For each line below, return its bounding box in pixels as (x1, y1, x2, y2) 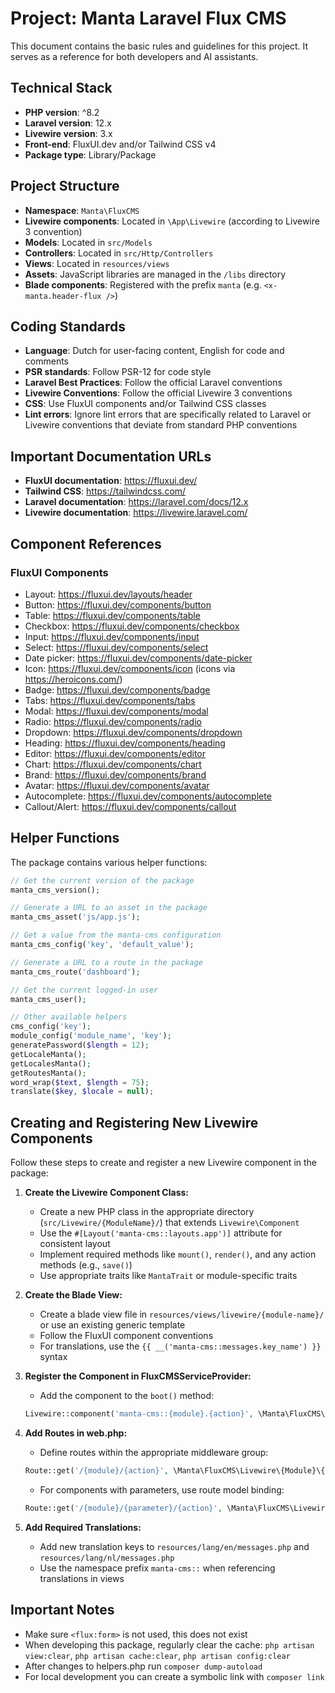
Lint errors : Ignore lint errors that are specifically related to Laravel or (24, 408, 312, 421)
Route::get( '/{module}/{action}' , (24, 1466, 169, 1476)
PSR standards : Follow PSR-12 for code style (24, 366, 212, 378)
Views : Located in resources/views (24, 257, 170, 269)
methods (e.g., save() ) (39, 1259, 133, 1271)
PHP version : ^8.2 (24, 106, 100, 118)
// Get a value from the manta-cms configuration (10, 930, 222, 941)
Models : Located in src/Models (24, 236, 153, 248)
